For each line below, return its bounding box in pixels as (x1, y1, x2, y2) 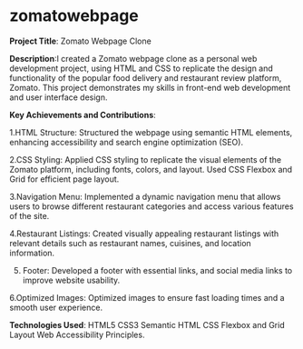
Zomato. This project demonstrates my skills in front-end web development (9, 82, 291, 93)
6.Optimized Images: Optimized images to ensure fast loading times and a (9, 292, 285, 303)
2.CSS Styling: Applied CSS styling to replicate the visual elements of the (9, 154, 282, 165)
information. (9, 247, 55, 258)
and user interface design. (9, 92, 108, 103)
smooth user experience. (9, 302, 103, 313)
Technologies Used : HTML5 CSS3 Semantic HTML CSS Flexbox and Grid (9, 319, 285, 330)
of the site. (9, 210, 50, 221)
